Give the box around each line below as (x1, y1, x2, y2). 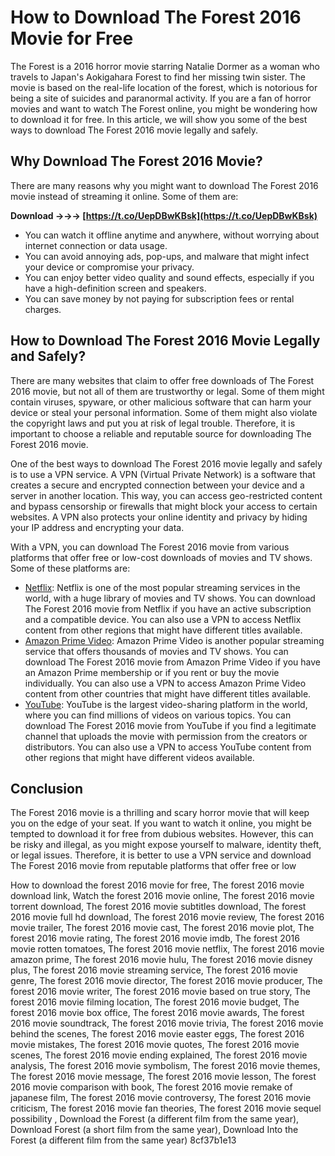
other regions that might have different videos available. (24, 751, 255, 763)
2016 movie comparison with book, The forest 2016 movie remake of (10, 1081, 293, 1093)
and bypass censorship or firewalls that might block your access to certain (10, 500, 318, 512)
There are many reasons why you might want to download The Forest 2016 (10, 179, 319, 191)
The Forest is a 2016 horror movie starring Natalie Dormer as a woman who (10, 60, 320, 72)
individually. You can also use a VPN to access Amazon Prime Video (24, 677, 307, 689)
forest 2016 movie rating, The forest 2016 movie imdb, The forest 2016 (10, 932, 300, 945)
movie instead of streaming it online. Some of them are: (10, 190, 239, 202)
